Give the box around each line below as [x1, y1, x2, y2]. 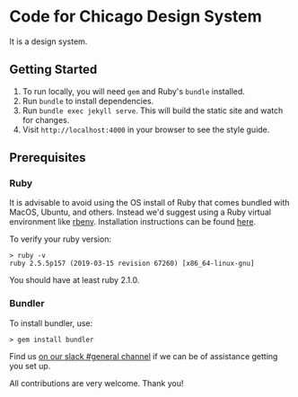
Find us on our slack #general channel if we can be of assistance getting [9, 350, 278, 361]
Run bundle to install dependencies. [22, 95, 154, 106]
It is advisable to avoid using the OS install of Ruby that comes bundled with [9, 198, 290, 208]
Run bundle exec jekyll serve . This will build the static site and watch [22, 105, 284, 116]
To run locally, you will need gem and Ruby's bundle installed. [22, 85, 245, 96]
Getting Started [9, 62, 98, 77]
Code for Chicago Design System [9, 6, 262, 27]
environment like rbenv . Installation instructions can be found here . [9, 216, 257, 227]
